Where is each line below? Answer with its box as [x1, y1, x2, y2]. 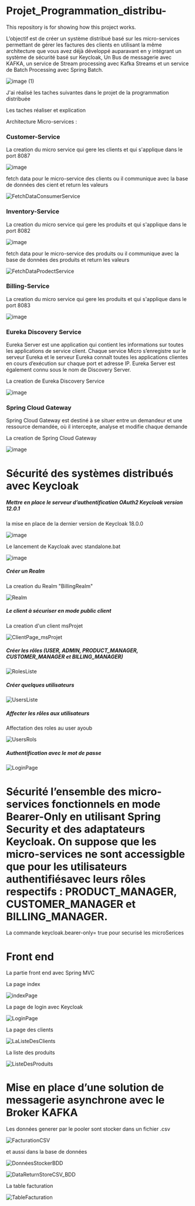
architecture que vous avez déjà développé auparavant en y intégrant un [6, 47, 182, 54]
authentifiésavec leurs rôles [6, 872, 146, 886]
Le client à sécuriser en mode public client [6, 607, 112, 614]
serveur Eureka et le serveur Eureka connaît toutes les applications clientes [6, 354, 189, 361]
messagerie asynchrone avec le [6, 1094, 165, 1107]
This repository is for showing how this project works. [6, 24, 136, 31]
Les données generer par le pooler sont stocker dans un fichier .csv [6, 1125, 170, 1132]
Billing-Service [6, 282, 50, 290]
